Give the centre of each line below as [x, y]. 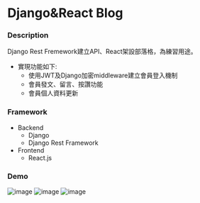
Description [28, 35]
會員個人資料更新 [53, 93]
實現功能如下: [37, 67]
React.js [40, 158]
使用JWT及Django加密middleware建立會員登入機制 [103, 75]
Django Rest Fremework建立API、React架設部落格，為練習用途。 [102, 52]
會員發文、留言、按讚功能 [66, 84]
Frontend [31, 150]
